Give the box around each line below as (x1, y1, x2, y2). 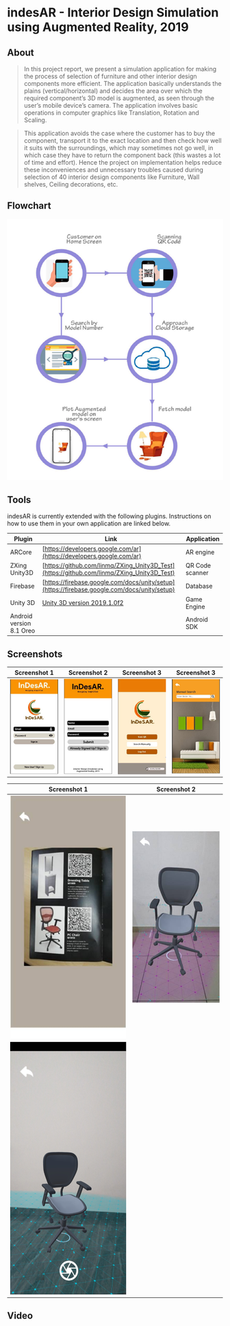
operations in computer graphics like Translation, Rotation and (23, 108, 200, 117)
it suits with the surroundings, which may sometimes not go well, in (23, 144, 214, 152)
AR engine (186, 548, 215, 556)
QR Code (186, 561, 212, 570)
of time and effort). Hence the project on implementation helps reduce (23, 158, 222, 166)
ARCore (10, 548, 32, 556)
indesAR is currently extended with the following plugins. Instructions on (7, 512, 212, 521)
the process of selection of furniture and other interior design (23, 72, 197, 80)
